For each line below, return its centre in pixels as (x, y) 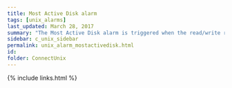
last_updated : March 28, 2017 (51, 26)
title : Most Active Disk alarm (52, 13)
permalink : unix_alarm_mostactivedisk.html (71, 45)
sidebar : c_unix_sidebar (43, 39)
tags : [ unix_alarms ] (37, 20)
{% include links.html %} (42, 78)
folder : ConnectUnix (37, 58)
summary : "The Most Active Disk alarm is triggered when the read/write (114, 33)
